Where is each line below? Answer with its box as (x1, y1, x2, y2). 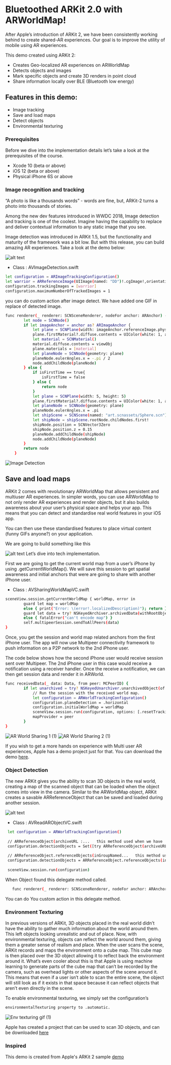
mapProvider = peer (32, 714, 74, 719)
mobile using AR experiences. (5, 42, 68, 48)
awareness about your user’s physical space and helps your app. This (5, 504, 152, 511)
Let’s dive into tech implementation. (25, 550, 100, 556)
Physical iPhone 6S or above (12, 174, 73, 180)
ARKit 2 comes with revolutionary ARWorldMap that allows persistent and (5, 488, 159, 494)
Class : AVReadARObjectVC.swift (12, 819, 82, 826)
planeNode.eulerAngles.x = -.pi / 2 (32, 356, 110, 361)
